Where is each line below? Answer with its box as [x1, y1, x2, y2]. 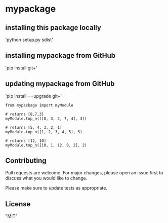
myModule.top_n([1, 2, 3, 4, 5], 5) [5, 129, 82, 134]
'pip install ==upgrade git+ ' [5, 93, 62, 99]
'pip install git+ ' [5, 64, 37, 71]
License [5, 200, 31, 208]
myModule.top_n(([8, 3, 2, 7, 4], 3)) [5, 116, 87, 121]
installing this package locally [5, 23, 101, 32]
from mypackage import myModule [5, 102, 73, 108]
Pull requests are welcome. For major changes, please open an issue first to [5, 170, 163, 176]
